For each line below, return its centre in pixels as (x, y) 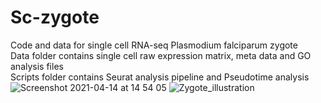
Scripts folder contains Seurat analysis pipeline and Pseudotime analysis (160, 77)
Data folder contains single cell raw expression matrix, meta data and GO (161, 55)
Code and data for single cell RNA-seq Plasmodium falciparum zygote (154, 45)
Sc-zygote (55, 17)
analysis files (37, 66)
